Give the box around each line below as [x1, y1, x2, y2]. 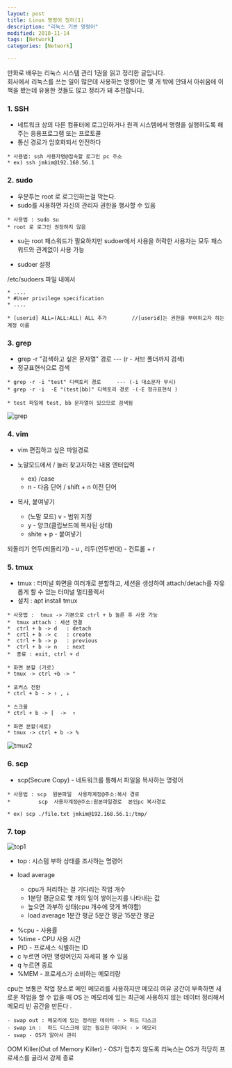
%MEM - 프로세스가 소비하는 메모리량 [17, 970, 121, 978]
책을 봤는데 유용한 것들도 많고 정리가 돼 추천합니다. [7, 86, 144, 94]
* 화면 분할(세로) [7, 723, 52, 730]
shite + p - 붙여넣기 [27, 530, 82, 539]
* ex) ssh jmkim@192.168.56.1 [7, 160, 95, 167]
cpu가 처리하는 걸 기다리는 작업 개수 [27, 885, 126, 894]
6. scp [7, 759, 29, 768]
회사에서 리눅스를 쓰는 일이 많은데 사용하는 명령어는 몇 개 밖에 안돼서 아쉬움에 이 [7, 77, 224, 86]
